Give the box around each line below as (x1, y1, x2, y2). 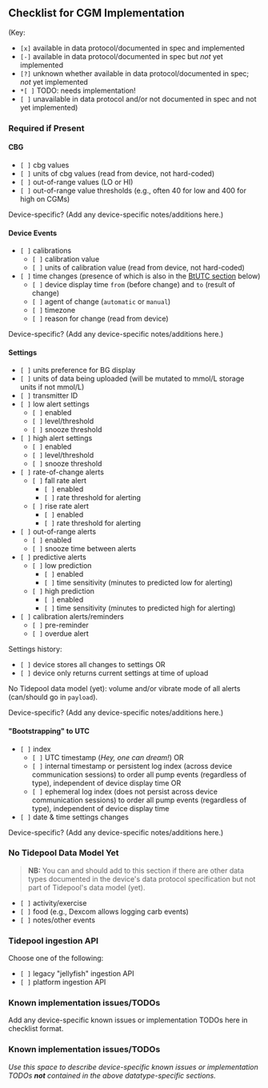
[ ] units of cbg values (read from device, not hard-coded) (19, 168, 215, 178)
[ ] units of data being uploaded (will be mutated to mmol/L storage (19, 374, 245, 383)
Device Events (8, 228, 58, 238)
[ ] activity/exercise (19, 898, 87, 907)
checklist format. (8, 1024, 64, 1034)
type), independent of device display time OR (31, 778, 182, 787)
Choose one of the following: (8, 954, 104, 963)
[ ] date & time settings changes (19, 812, 130, 822)
